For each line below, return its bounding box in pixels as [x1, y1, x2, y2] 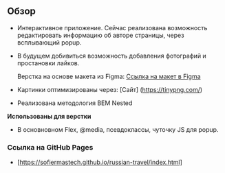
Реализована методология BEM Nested [17, 99, 133, 107]
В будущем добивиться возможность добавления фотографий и [17, 51, 206, 60]
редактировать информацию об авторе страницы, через [17, 31, 184, 39]
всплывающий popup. [17, 38, 82, 47]
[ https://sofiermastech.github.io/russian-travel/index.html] [17, 158, 182, 167]
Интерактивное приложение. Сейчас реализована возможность [17, 23, 208, 32]
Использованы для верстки [7, 112, 92, 120]
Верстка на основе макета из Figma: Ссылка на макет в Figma [17, 72, 201, 80]
